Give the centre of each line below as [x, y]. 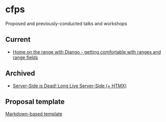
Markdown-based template [34, 114]
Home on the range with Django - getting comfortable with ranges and [87, 52]
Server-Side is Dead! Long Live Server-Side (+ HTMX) [69, 86]
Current [18, 40]
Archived [20, 73]
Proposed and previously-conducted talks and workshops [66, 23]
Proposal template [35, 101]
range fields [25, 57]
